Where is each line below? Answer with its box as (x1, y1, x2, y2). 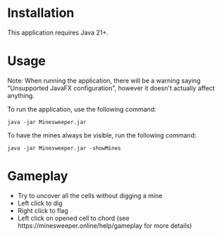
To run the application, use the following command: (7, 104, 156, 114)
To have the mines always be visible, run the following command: (7, 130, 197, 139)
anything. (7, 91, 35, 99)
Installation (7, 5, 75, 21)
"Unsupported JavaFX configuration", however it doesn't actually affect (7, 83, 215, 92)
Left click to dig (17, 199, 63, 207)
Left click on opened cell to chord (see (17, 214, 130, 222)
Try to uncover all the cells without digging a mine (17, 191, 163, 200)
